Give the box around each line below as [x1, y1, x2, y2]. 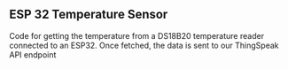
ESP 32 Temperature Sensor [9, 7, 168, 22]
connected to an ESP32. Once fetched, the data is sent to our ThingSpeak [9, 40, 279, 50]
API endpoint [9, 49, 57, 60]
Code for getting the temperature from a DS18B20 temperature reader [9, 30, 264, 41]
